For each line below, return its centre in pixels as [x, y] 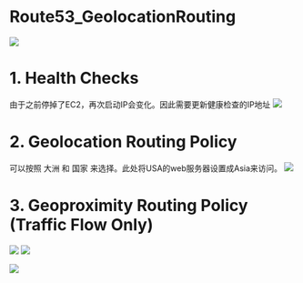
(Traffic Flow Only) [81, 225]
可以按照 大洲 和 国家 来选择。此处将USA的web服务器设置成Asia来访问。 [146, 168]
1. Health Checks [74, 78]
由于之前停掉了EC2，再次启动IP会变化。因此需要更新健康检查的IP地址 [140, 104]
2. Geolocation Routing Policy [123, 142]
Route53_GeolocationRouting [123, 17]
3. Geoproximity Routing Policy [129, 206]
